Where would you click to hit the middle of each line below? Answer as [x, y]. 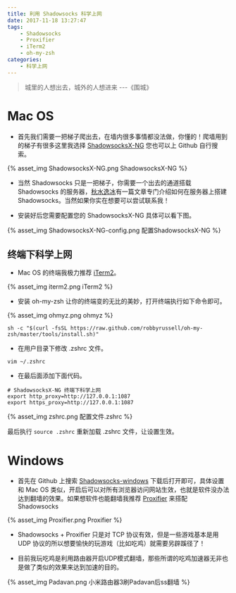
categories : [25, 60]
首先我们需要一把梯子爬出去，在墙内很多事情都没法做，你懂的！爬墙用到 [122, 136]
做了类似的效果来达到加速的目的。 [73, 567]
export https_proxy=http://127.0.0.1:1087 [70, 403]
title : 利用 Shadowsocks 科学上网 [55, 14]
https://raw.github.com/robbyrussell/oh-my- [136, 328]
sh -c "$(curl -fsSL [38, 328]
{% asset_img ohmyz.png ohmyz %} [60, 316]
